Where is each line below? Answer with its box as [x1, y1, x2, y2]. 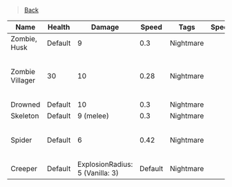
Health [47, 22, 70, 32]
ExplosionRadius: [77, 159, 133, 169]
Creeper [10, 164, 38, 173]
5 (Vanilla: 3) [77, 168, 119, 177]
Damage [90, 22, 119, 32]
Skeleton [10, 111, 39, 121]
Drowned [10, 100, 41, 109]
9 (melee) [77, 111, 109, 121]
